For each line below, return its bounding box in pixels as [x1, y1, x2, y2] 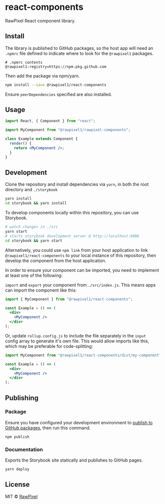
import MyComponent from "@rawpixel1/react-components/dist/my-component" [5, 353, 162, 358]
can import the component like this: [5, 287, 77, 293]
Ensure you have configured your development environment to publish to [5, 419, 153, 425]
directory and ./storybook [5, 187, 58, 193]
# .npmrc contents [5, 60, 43, 65]
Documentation [5, 446, 43, 453]
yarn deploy [5, 467, 29, 471]
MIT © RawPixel [5, 493, 38, 499]
